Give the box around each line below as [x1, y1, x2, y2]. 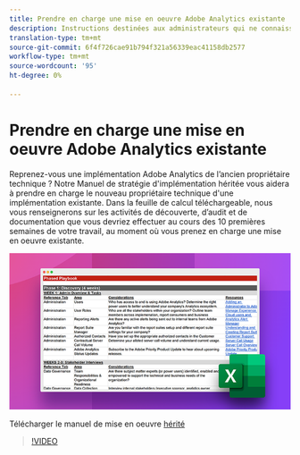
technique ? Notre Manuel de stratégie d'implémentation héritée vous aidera [9, 178, 290, 189]
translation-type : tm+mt [9, 33, 102, 42]
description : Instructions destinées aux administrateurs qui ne [9, 23, 257, 33]
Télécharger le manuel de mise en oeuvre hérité [9, 418, 186, 429]
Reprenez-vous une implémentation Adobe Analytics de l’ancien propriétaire [9, 168, 290, 179]
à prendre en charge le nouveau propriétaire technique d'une [9, 188, 234, 198]
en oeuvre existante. [9, 235, 85, 246]
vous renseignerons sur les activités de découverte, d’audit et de [9, 206, 248, 217]
